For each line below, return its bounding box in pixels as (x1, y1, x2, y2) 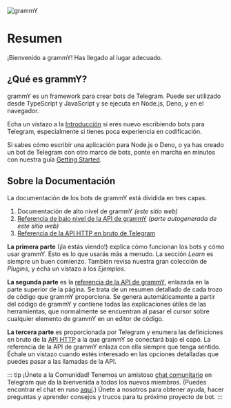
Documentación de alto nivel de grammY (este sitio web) (17, 207, 178, 215)
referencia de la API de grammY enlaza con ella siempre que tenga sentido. (7, 342, 221, 351)
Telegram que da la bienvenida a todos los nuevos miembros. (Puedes (7, 378, 207, 386)
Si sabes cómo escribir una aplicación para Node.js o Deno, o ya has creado (7, 140, 224, 148)
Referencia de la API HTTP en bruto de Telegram (17, 229, 156, 237)
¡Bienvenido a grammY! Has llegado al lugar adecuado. (7, 53, 163, 61)
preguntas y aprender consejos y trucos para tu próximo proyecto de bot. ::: (7, 392, 223, 400)
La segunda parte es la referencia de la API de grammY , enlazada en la (7, 278, 210, 286)
